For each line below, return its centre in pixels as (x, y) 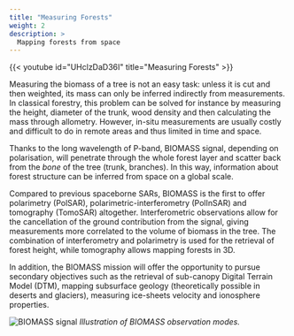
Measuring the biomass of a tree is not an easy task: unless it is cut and (140, 84)
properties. (29, 305)
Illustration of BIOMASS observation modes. (160, 322)
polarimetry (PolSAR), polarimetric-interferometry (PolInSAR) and (128, 203)
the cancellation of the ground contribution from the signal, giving (129, 222)
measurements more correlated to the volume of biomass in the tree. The (143, 232)
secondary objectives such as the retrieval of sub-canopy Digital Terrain (141, 277)
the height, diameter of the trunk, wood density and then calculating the (140, 112)
